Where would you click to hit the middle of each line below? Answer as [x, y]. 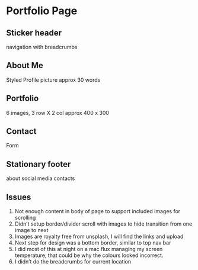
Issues [19, 197]
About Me [25, 65]
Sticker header [34, 33]
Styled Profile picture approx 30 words [53, 80]
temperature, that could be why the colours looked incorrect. [89, 255]
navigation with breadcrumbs [42, 47]
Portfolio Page [42, 11]
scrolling [25, 218]
